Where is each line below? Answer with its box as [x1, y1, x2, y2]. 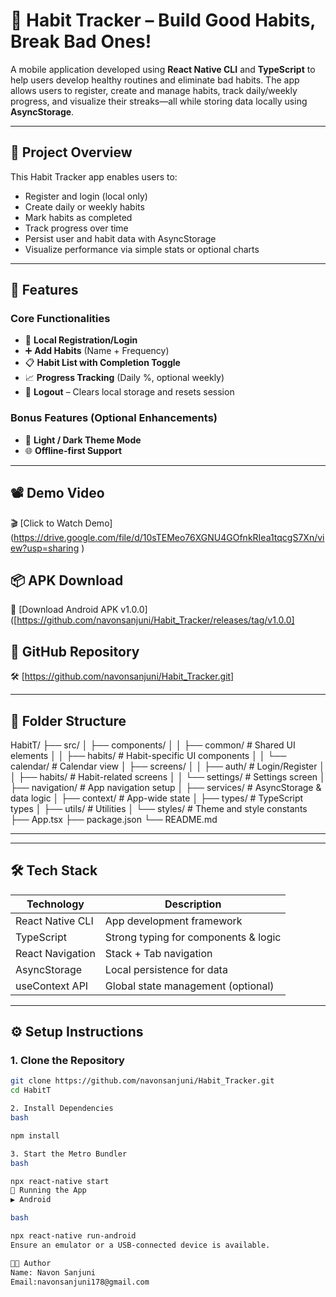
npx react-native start [10, 1176, 110, 1186]
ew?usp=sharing [10, 542, 80, 554]
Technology [26, 897, 85, 911]
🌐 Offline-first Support [24, 444, 123, 456]
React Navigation [15, 946, 96, 960]
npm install [10, 1130, 60, 1141]
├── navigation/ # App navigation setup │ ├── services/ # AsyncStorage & [10, 781, 322, 793]
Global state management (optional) [104, 979, 275, 993]
